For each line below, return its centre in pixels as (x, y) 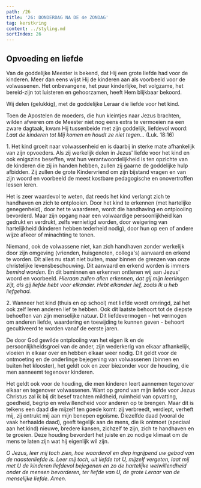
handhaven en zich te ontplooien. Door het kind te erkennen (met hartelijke (99, 203)
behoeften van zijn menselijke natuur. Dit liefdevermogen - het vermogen (97, 315)
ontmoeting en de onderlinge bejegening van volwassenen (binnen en (93, 359)
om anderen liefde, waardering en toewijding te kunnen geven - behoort (95, 322)
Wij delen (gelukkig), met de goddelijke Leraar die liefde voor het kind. (93, 103)
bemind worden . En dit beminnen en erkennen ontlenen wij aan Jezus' (93, 272)
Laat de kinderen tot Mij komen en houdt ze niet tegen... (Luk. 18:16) (90, 134)
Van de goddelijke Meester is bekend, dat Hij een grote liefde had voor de (97, 73)
